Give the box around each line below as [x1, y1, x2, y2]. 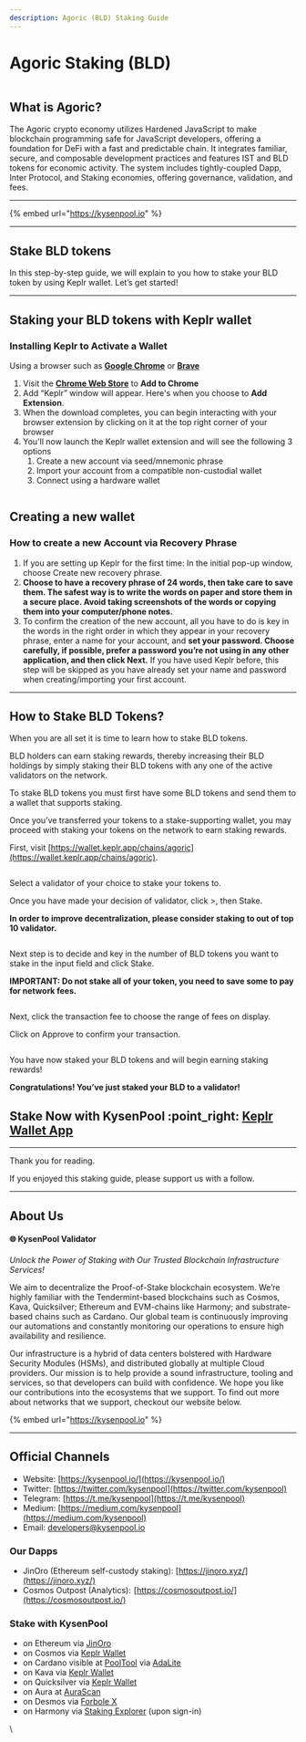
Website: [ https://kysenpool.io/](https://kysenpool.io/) [22, 1473, 226, 1484]
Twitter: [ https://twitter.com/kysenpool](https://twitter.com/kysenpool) [22, 1483, 287, 1494]
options [22, 445, 52, 456]
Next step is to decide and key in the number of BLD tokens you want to [9, 948, 280, 959]
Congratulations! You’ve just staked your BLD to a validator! [9, 1082, 241, 1093]
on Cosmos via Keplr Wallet [22, 1648, 127, 1659]
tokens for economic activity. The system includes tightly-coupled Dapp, [9, 162, 282, 173]
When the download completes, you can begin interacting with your [22, 407, 278, 418]
